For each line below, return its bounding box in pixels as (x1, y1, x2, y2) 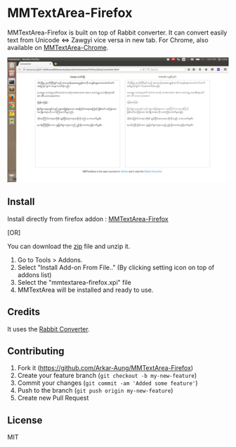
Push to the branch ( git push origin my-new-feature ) (17, 386, 173, 395)
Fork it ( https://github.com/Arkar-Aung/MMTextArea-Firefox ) (17, 364, 194, 372)
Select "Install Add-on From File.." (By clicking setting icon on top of (17, 263, 215, 271)
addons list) (17, 270, 52, 279)
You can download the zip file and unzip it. (7, 242, 131, 250)
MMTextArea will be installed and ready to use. (17, 286, 154, 294)
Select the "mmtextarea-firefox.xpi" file (17, 278, 131, 286)
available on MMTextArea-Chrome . (7, 43, 109, 51)
